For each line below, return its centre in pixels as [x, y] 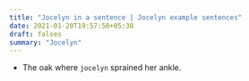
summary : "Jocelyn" [46, 42]
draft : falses [36, 34]
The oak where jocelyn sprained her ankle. [102, 68]
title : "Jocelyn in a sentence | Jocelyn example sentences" [126, 17]
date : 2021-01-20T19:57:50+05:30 [72, 26]
